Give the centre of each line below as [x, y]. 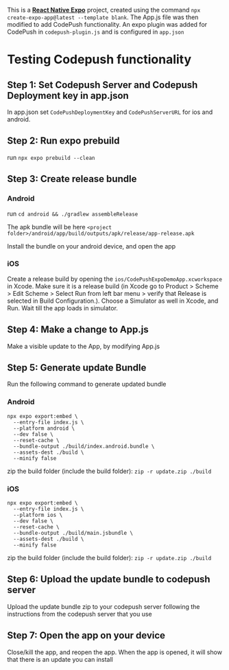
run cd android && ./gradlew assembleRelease [73, 213]
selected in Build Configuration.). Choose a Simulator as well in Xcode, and [113, 301]
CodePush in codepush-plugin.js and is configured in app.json [96, 32]
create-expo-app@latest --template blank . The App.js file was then [103, 17]
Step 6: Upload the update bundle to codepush [109, 579]
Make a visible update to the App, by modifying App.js [83, 346]
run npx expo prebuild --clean [51, 157]
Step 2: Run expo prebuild [63, 141]
